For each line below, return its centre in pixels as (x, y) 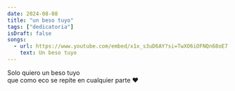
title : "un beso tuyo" (40, 20)
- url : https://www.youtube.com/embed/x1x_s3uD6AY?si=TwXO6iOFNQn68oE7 (121, 46)
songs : (17, 40)
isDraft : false (30, 33)
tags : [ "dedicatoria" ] (40, 27)
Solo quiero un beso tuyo (44, 72)
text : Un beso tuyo (49, 53)
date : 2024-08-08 (33, 14)
